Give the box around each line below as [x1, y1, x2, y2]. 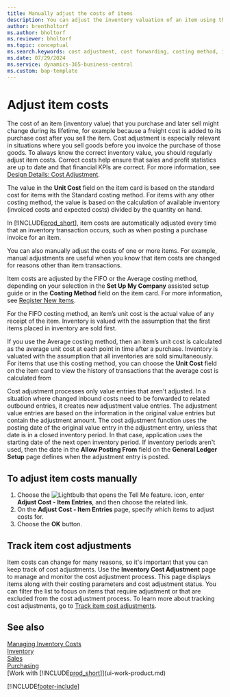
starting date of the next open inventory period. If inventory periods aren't [7, 438, 216, 446]
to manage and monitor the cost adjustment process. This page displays [7, 573, 211, 581]
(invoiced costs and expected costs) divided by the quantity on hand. [7, 206, 203, 214]
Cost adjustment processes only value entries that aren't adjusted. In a [7, 387, 207, 395]
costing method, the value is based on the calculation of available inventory [7, 198, 220, 206]
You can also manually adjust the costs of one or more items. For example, [7, 247, 218, 255]
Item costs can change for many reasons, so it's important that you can [7, 558, 208, 566]
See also [7, 622, 44, 633]
